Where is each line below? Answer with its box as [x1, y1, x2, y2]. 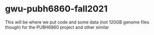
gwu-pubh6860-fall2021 [5, 3, 108, 14]
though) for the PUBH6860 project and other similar [5, 24, 109, 30]
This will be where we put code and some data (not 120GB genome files [5, 19, 150, 25]
